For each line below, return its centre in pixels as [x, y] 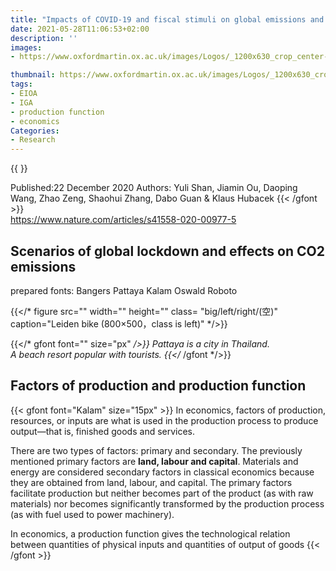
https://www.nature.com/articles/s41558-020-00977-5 [123, 220]
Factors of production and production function [158, 386]
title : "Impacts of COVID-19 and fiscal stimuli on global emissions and [167, 19]
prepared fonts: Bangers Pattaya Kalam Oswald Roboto [124, 290]
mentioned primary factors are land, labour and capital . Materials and [154, 461]
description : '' [44, 38]
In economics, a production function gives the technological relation [150, 533]
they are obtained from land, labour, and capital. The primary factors [151, 482]
